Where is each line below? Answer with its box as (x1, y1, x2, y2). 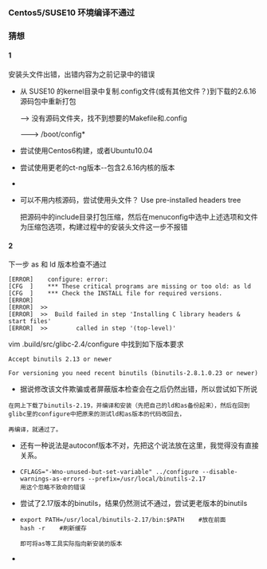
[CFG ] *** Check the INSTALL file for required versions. (8, 290, 223, 298)
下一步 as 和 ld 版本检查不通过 (8, 259, 107, 269)
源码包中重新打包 (19, 97, 77, 106)
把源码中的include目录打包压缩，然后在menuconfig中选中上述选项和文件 (19, 212, 258, 222)
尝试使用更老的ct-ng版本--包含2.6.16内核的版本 (19, 163, 175, 172)
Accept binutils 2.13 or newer (8, 355, 112, 364)
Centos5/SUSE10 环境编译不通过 (8, 6, 135, 18)
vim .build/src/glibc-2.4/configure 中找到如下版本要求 (8, 339, 185, 349)
